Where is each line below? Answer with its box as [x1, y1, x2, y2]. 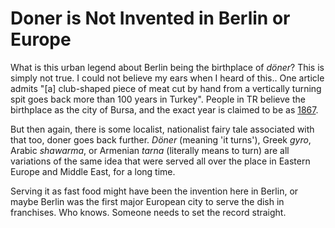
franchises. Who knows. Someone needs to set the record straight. [10, 206, 287, 218]
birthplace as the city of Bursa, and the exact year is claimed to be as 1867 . [10, 103, 319, 116]
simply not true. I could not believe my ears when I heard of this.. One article [10, 72, 325, 84]
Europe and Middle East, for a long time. [10, 165, 176, 177]
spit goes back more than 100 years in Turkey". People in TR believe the [10, 93, 306, 105]
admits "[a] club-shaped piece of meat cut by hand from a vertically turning [10, 82, 322, 94]
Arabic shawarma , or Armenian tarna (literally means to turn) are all [10, 144, 290, 156]
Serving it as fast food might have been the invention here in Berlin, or [10, 185, 299, 197]
